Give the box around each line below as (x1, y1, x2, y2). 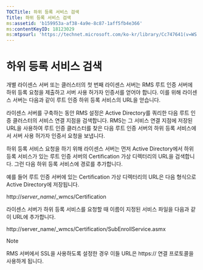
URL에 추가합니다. (12, 213, 56, 221)
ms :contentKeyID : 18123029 (6, 26, 75, 32)
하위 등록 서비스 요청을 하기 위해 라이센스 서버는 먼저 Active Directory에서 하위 (6, 145, 194, 152)
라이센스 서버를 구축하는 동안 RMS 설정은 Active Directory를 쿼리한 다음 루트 (6, 109, 190, 116)
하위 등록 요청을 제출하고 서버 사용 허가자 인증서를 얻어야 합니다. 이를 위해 (6, 89, 181, 96)
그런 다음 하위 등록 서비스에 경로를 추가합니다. (14, 160, 123, 168)
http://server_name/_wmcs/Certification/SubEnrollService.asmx (6, 226, 166, 233)
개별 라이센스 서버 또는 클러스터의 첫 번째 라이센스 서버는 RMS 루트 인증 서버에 (6, 81, 193, 88)
